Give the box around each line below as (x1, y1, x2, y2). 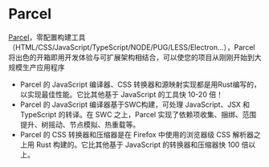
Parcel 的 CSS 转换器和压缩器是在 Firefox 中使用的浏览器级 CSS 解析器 (19, 129, 255, 139)
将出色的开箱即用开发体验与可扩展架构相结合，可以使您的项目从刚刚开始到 (8, 52, 255, 62)
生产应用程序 (22, 62, 65, 72)
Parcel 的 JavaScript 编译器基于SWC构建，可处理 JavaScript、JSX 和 (19, 100, 251, 109)
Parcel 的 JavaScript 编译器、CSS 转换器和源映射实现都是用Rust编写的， (19, 79, 261, 89)
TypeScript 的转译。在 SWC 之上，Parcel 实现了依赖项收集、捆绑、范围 (19, 109, 257, 119)
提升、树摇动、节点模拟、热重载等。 (19, 120, 141, 129)
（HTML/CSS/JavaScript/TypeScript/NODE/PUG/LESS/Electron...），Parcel (8, 42, 255, 52)
